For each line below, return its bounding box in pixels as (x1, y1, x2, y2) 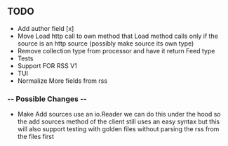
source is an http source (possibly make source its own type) (17, 39, 194, 48)
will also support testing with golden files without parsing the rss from (17, 125, 220, 133)
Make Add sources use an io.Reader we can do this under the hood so (17, 110, 221, 119)
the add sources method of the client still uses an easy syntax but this (17, 117, 220, 126)
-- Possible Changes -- (7, 94, 88, 104)
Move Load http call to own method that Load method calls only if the (17, 32, 219, 40)
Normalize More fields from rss (17, 77, 107, 85)
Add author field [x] (17, 24, 74, 32)
